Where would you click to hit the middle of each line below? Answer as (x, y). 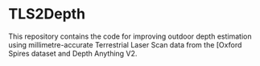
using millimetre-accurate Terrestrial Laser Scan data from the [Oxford (125, 44)
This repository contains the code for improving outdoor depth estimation (130, 36)
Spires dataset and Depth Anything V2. (73, 53)
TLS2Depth (47, 14)
